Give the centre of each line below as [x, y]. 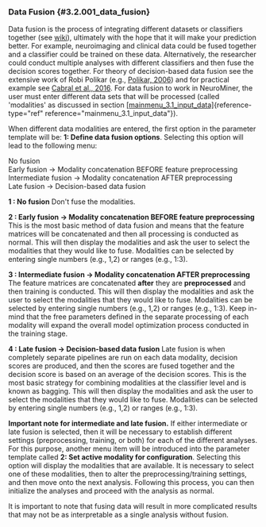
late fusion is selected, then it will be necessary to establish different [120, 432]
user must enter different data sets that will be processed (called [114, 97]
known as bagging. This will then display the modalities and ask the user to [131, 391]
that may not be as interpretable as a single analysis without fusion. [118, 515]
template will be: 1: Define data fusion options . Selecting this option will [126, 137]
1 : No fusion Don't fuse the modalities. [72, 202]
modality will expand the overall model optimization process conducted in [129, 325]
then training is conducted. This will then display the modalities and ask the [131, 291]
